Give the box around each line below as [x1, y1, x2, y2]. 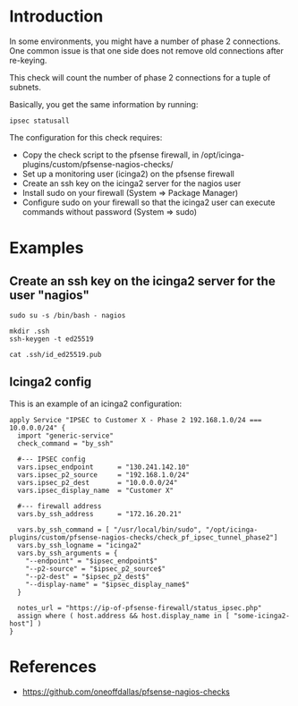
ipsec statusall [9, 116, 70, 125]
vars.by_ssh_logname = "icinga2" [17, 540, 142, 549]
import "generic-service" [17, 431, 115, 440]
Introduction [9, 6, 104, 27]
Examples [9, 238, 84, 259]
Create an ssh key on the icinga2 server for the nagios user [21, 177, 242, 189]
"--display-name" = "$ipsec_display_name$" [25, 580, 191, 589]
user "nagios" [9, 287, 89, 302]
